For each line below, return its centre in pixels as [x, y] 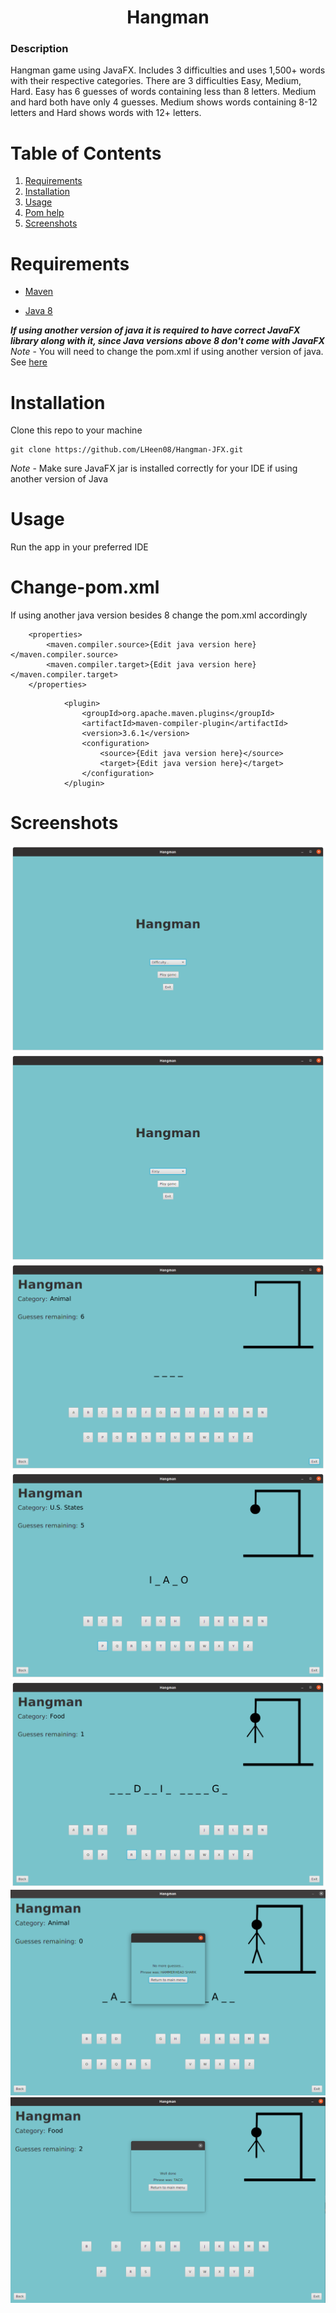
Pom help [44, 213]
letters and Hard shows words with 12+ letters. [106, 113]
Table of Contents [86, 153]
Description [39, 49]
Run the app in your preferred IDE [79, 547]
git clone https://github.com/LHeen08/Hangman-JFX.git [127, 450]
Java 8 [38, 311]
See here [29, 362]
